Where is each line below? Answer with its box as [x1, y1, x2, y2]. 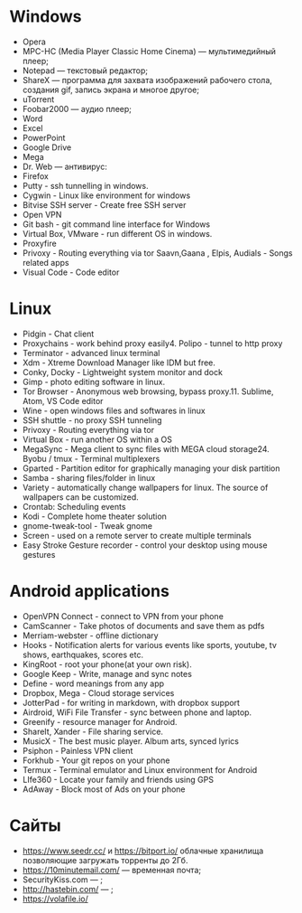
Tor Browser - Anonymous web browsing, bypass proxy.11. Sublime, [22, 386, 274, 397]
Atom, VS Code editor [22, 395, 104, 406]
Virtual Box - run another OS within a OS [22, 434, 173, 445]
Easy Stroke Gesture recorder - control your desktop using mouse [22, 540, 268, 551]
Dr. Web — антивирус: [22, 161, 108, 172]
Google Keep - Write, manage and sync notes [22, 668, 192, 679]
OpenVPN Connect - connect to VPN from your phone [22, 610, 224, 621]
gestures [22, 549, 56, 560]
